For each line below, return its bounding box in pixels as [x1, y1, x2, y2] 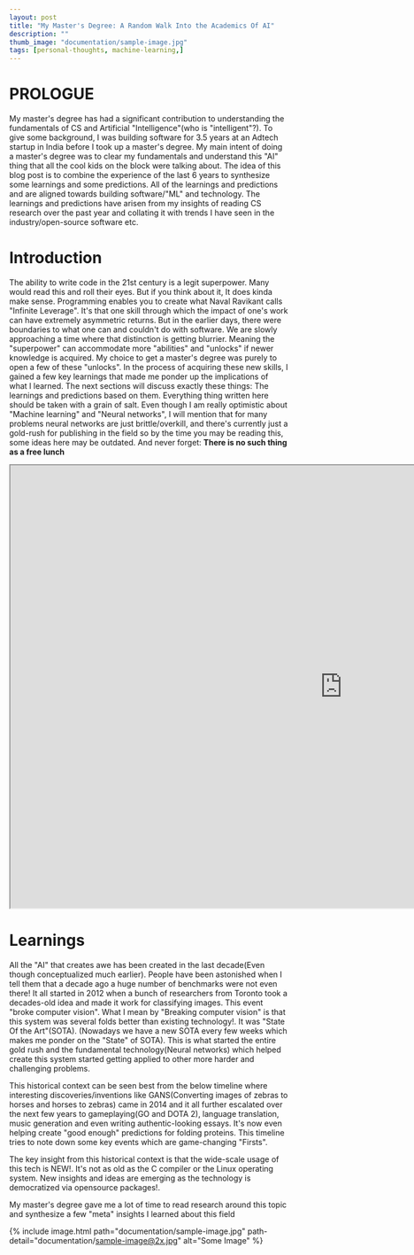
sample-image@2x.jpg [95, 1235, 179, 1245]
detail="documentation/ [9, 1235, 96, 1245]
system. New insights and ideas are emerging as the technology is [9, 1173, 251, 1183]
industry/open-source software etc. [9, 217, 139, 228]
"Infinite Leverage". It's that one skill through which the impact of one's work [9, 306, 289, 315]
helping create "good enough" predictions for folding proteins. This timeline [9, 1127, 285, 1138]
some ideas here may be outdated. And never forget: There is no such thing [9, 438, 287, 447]
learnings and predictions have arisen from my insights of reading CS [9, 198, 262, 209]
